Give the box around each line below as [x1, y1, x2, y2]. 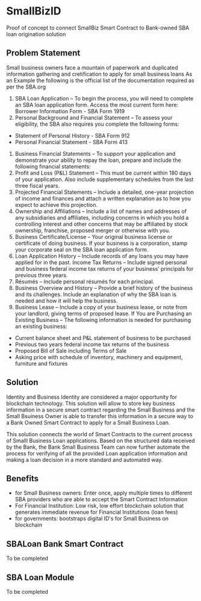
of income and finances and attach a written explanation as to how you [14, 194, 191, 202]
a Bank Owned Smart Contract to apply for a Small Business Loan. [6, 419, 170, 426]
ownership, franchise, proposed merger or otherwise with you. [14, 227, 170, 234]
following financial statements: [14, 162, 91, 170]
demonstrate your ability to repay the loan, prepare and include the [14, 156, 182, 164]
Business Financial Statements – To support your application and [14, 150, 176, 157]
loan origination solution [6, 30, 66, 37]
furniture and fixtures [14, 360, 68, 367]
